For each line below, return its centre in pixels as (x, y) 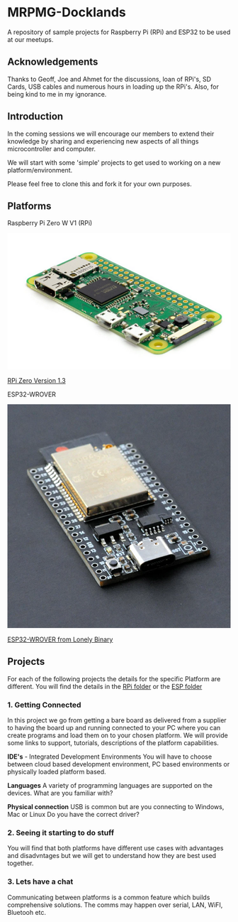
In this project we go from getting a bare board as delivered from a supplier (117, 720)
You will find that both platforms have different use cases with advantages (115, 848)
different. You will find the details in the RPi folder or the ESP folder (105, 686)
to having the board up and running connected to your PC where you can (114, 727)
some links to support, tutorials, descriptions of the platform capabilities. (113, 742)
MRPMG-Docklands (67, 12)
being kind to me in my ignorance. (57, 94)
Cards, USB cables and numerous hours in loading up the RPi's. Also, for (113, 87)
